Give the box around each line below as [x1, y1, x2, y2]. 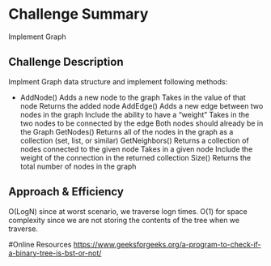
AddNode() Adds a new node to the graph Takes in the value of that [19, 92, 247, 102]
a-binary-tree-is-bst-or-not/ [8, 248, 102, 258]
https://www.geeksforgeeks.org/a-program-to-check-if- [73, 239, 261, 249]
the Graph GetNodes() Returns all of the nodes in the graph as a [19, 127, 234, 136]
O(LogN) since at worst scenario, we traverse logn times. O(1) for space [8, 206, 248, 216]
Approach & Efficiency [8, 185, 124, 199]
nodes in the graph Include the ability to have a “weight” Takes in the [19, 109, 250, 119]
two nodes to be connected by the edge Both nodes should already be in [19, 118, 264, 128]
